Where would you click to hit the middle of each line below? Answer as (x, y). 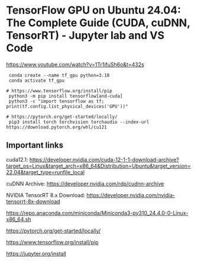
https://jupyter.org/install (36, 254)
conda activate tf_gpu (37, 81)
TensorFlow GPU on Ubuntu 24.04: (94, 10)
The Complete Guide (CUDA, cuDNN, (98, 23)
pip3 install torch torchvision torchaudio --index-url (79, 122)
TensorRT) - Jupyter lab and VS (85, 36)
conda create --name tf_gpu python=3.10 (59, 75)
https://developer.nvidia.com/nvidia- (131, 195)
